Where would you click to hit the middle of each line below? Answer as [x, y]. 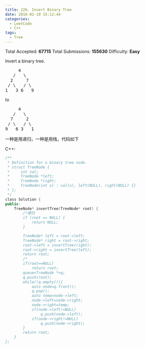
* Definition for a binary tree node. [47, 162]
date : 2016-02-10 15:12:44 [33, 14]
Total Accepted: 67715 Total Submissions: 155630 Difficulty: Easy [72, 51]
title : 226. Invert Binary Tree [38, 10]
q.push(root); [37, 277]
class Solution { [23, 199]
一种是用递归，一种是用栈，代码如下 [42, 139]
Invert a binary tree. [25, 61]
